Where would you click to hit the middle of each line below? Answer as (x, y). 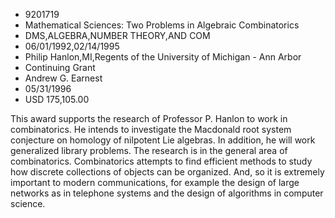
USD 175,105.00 (57, 99)
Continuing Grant (60, 67)
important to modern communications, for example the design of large (155, 182)
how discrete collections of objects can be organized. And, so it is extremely (167, 172)
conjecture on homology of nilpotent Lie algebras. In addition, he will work (163, 140)
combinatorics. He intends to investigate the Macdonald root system (151, 129)
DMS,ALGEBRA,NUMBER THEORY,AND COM (117, 35)
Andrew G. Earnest (63, 78)
